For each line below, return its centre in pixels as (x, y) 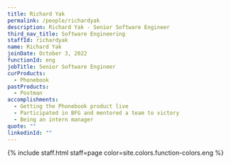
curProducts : (27, 73)
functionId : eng (31, 60)
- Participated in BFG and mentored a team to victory (97, 113)
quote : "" (22, 126)
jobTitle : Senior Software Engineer (61, 67)
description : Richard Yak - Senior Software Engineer (89, 27)
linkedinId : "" (30, 133)
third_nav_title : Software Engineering (66, 34)
